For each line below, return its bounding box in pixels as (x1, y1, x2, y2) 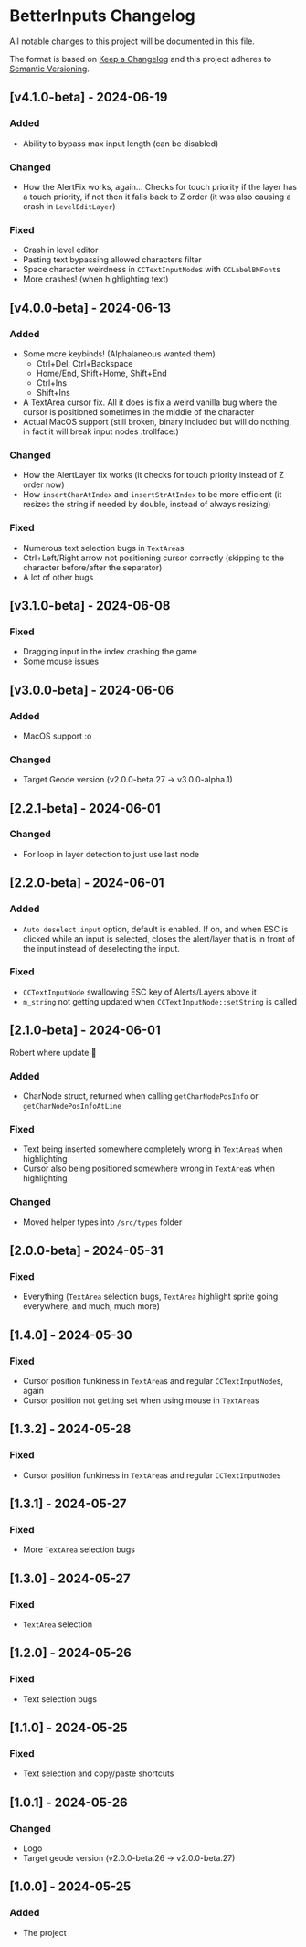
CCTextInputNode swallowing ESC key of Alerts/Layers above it (22, 986, 258, 997)
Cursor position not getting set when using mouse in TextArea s (22, 1395, 259, 1406)
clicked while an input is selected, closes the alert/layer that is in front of (22, 933, 295, 944)
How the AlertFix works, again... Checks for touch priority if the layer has (22, 181, 297, 192)
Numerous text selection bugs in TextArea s (22, 542, 185, 553)
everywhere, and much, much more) (22, 1301, 160, 1312)
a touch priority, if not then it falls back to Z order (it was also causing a (22, 191, 291, 202)
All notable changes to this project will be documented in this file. (9, 36, 256, 47)
